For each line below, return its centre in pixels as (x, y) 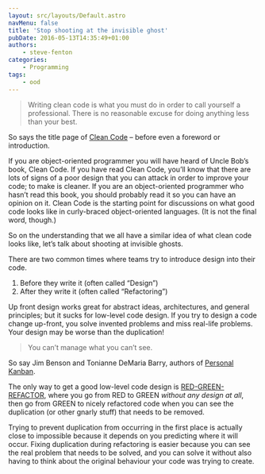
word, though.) (33, 220)
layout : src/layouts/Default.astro (67, 15)
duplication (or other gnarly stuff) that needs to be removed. (106, 412)
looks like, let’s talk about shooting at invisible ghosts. (96, 244)
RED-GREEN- (202, 387)
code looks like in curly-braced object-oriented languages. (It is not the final (132, 211)
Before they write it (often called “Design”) (89, 283)
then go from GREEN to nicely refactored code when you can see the (121, 403)
